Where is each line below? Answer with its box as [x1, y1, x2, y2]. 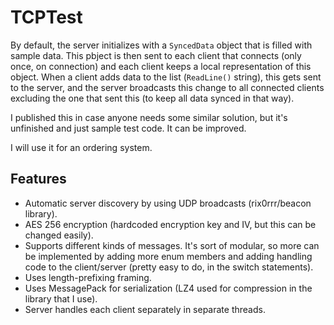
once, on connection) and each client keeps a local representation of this [10, 60, 312, 72]
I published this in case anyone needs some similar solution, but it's [10, 111, 288, 123]
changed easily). [24, 229, 94, 241]
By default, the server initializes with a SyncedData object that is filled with [10, 39, 313, 51]
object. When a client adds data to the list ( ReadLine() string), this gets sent [10, 71, 322, 83]
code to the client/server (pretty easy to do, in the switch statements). [24, 261, 314, 273]
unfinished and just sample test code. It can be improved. [10, 122, 247, 134]
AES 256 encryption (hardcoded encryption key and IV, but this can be [24, 218, 317, 230]
